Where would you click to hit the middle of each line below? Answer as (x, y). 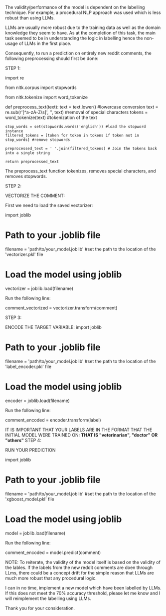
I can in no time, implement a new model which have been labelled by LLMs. (83, 587)
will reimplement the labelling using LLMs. (48, 598)
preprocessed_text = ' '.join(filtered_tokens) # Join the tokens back (81, 148)
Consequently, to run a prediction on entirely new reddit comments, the (79, 53)
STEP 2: (13, 186)
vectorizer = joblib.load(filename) (39, 288)
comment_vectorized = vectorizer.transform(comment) (61, 307)
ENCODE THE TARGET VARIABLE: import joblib (54, 327)
